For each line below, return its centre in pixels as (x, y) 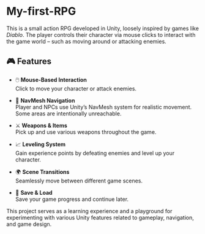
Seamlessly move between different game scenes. (79, 181)
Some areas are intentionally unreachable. (68, 113)
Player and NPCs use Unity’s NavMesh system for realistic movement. (103, 107)
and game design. (29, 224)
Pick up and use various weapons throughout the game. (86, 132)
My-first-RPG (41, 11)
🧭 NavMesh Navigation (45, 100)
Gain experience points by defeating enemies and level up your (95, 153)
